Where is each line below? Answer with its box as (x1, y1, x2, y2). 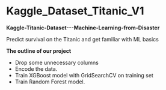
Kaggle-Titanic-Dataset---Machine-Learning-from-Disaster (6, 24, 160, 31)
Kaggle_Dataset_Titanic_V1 (6, 4, 144, 18)
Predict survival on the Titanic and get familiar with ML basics (6, 35, 159, 43)
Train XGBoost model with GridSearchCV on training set (14, 71, 153, 79)
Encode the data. (14, 65, 58, 73)
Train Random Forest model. (14, 78, 85, 85)
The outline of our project (6, 47, 72, 55)
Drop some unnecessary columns (14, 59, 99, 66)
